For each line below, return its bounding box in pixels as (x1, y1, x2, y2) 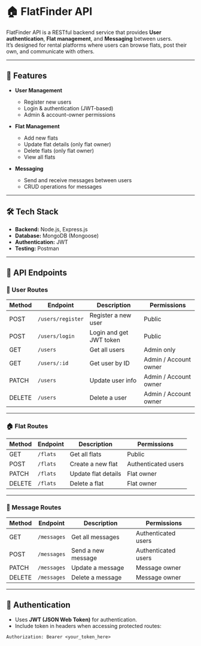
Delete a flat (69, 479, 104, 487)
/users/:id (38, 360, 69, 367)
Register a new (89, 311, 132, 319)
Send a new (71, 546, 105, 554)
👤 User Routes (6, 285, 48, 294)
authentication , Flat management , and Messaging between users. (6, 35, 172, 42)
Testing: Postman (14, 244, 59, 252)
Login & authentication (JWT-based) (23, 104, 114, 111)
